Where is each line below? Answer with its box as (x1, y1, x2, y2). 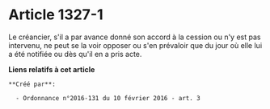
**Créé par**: (8, 80, 57, 88)
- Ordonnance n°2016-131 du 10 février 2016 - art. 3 (15, 94, 200, 102)
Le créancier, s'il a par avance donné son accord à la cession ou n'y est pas (8, 32, 261, 42)
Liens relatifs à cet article (8, 64, 95, 74)
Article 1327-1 (8, 6, 103, 24)
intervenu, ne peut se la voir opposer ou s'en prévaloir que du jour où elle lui (8, 40, 263, 50)
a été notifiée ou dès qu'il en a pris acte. (8, 49, 142, 59)
